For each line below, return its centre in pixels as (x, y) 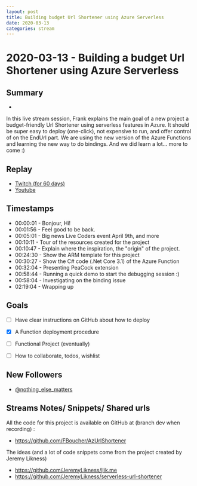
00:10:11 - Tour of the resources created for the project (82, 242)
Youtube (25, 190)
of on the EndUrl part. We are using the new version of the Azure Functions (98, 137)
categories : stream (30, 28)
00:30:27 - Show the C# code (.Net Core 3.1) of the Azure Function (97, 261)
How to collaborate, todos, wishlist (57, 356)
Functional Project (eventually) (52, 344)
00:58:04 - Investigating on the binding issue (70, 280)
